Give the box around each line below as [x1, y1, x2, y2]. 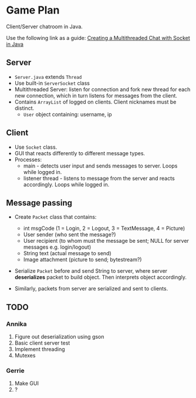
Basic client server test [14, 339, 70, 347]
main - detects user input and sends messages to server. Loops [23, 162, 178, 169]
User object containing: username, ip [23, 111, 113, 118]
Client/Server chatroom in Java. [6, 23, 83, 30]
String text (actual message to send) [23, 250, 111, 257]
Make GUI [14, 380, 39, 387]
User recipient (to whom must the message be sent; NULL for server [23, 238, 190, 245]
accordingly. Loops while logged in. [23, 180, 110, 188]
